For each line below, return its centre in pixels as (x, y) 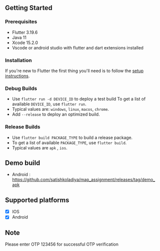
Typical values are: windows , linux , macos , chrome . (60, 109)
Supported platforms (37, 200)
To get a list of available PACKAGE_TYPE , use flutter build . (69, 143)
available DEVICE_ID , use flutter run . (49, 104)
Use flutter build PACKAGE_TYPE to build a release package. (72, 137)
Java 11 (19, 37)
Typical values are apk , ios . (40, 148)
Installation (19, 60)
